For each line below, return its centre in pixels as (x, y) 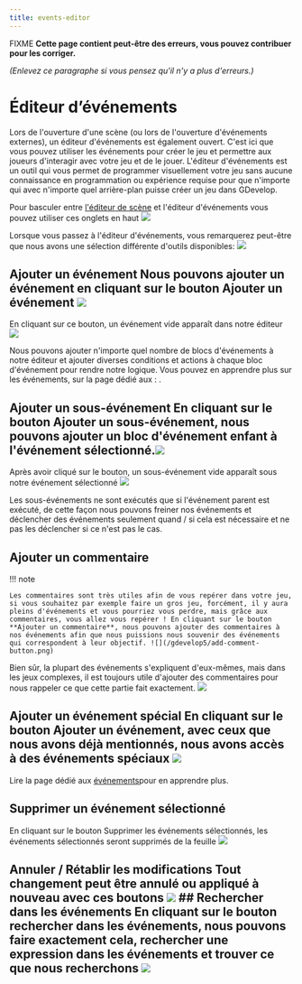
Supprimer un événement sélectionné (118, 809)
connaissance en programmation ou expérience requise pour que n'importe (150, 180)
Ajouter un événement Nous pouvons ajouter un (147, 274)
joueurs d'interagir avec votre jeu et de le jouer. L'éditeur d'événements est (148, 161)
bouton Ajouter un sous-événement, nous (129, 422)
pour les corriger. (43, 53)
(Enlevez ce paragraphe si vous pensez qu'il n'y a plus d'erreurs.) (132, 70)
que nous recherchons (74, 968)
